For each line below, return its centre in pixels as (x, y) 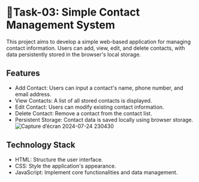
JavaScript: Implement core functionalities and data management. (96, 172)
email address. (33, 94)
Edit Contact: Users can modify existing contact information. (89, 107)
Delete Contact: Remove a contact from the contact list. (83, 113)
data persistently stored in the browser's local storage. (74, 54)
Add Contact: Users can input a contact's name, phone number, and (99, 88)
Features (23, 74)
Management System (61, 25)
